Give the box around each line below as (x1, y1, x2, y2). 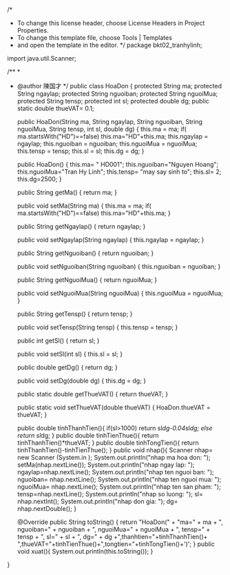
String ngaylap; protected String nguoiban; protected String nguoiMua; (17, 90, 218, 98)
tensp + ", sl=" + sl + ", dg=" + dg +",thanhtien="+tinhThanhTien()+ (17, 533, 208, 541)
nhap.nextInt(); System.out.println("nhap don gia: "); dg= (17, 497, 178, 505)
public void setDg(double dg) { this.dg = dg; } (17, 376, 147, 385)
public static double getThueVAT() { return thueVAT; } (17, 390, 169, 399)
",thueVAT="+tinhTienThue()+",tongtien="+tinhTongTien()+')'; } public (17, 540, 215, 548)
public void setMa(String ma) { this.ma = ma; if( (17, 202, 151, 210)
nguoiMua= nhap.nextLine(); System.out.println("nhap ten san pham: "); (17, 483, 222, 491)
